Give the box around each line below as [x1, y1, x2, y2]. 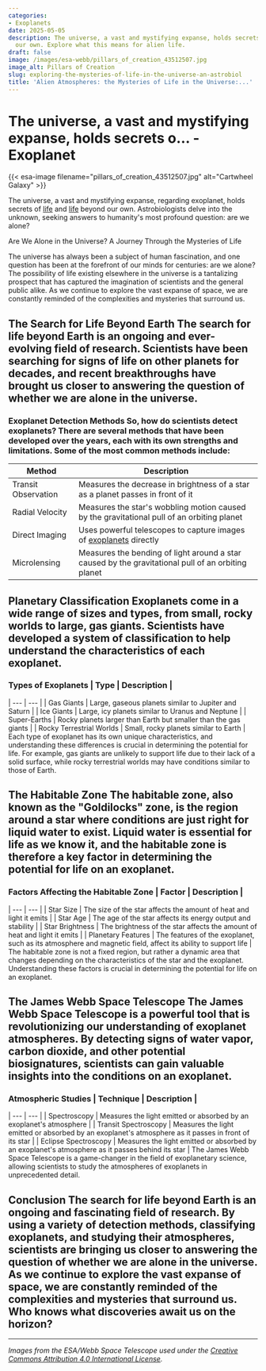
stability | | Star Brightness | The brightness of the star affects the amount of [8, 921, 257, 931]
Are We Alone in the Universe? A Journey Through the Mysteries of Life [8, 236, 242, 246]
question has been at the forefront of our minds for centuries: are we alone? [8, 260, 256, 270]
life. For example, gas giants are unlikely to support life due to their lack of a [8, 748, 256, 758]
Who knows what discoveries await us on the [8, 1304, 236, 1318]
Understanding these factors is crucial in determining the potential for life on [8, 963, 257, 973]
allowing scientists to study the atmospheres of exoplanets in [8, 1162, 208, 1171]
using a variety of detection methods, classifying [8, 1218, 256, 1231]
